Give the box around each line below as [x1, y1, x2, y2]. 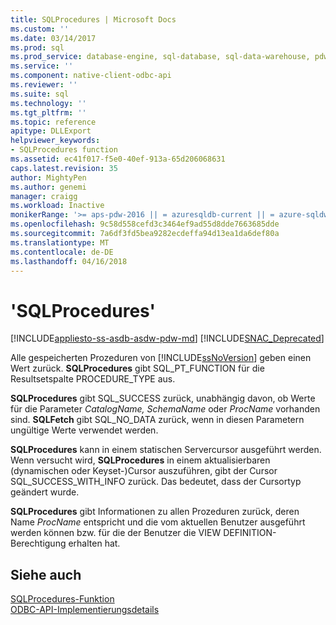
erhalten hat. [68, 537, 121, 550]
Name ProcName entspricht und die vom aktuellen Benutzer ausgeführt [10, 516, 306, 528]
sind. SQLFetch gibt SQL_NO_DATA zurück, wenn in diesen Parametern [10, 414, 305, 426]
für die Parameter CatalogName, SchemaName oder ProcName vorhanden [10, 403, 321, 415]
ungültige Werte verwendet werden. [10, 424, 159, 436]
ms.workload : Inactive [10, 201, 105, 211]
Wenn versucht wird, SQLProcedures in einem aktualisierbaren [10, 454, 271, 466]
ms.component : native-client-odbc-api [10, 71, 172, 81]
